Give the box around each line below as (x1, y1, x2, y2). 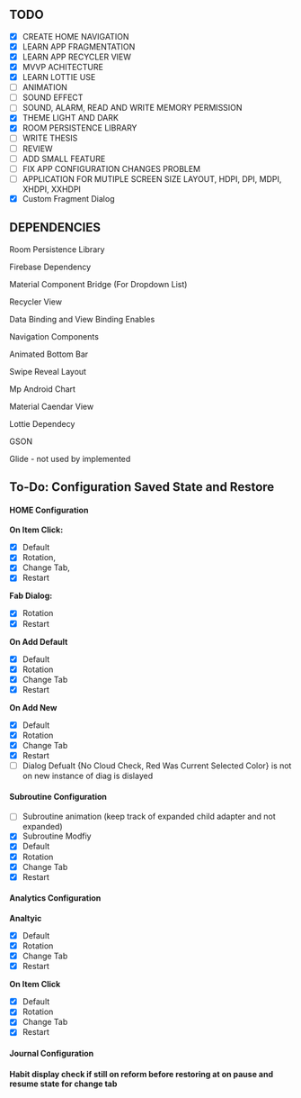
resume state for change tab (9, 1078, 118, 1089)
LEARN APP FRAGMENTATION (22, 41, 136, 52)
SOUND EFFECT (22, 92, 84, 103)
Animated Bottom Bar (9, 349, 89, 359)
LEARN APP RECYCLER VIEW (22, 51, 132, 62)
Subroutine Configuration (9, 791, 108, 802)
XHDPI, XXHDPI (22, 184, 81, 195)
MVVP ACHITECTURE (22, 62, 103, 72)
